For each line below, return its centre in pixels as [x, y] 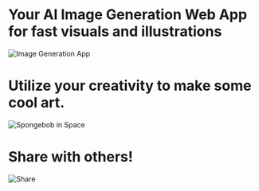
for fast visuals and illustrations [115, 31]
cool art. [37, 103]
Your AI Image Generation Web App [128, 15]
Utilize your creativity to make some [130, 86]
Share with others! [71, 157]
